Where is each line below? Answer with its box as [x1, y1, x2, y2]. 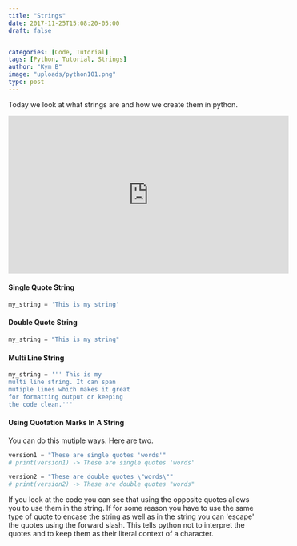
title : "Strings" [8, 11, 66, 20]
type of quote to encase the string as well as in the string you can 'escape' [8, 512, 255, 521]
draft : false [8, 26, 52, 34]
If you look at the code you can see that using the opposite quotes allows [8, 495, 250, 504]
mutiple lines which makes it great [8, 385, 130, 393]
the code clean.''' [8, 400, 74, 408]
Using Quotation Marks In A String [8, 418, 125, 428]
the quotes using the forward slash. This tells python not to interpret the [8, 520, 246, 530]
